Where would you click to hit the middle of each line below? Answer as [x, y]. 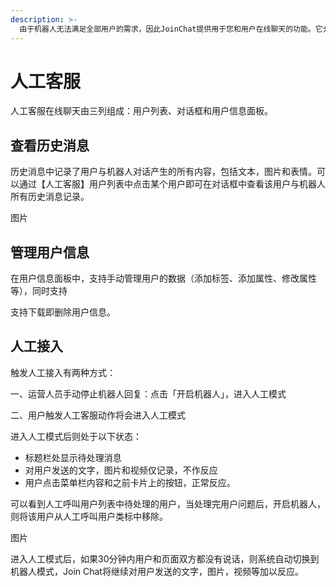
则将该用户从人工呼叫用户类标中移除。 [89, 516]
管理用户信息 [50, 252]
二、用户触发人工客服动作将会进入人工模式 [98, 415]
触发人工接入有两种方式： [63, 372]
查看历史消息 [50, 145]
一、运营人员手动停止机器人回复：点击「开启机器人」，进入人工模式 [148, 393]
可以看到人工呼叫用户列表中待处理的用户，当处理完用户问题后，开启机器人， [168, 503]
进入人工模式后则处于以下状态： [76, 436]
